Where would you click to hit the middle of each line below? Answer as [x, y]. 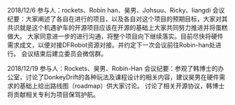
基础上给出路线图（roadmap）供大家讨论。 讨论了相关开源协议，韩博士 [122, 86]
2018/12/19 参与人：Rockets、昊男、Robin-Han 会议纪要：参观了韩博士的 [113, 68]
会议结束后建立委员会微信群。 [64, 54]
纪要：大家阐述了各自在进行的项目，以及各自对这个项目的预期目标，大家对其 [117, 19]
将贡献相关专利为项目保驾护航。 [53, 95]
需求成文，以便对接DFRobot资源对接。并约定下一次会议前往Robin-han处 [111, 45]
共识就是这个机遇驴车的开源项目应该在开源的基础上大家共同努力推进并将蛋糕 [117, 27]
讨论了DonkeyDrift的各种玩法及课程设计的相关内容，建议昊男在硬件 [122, 77]
